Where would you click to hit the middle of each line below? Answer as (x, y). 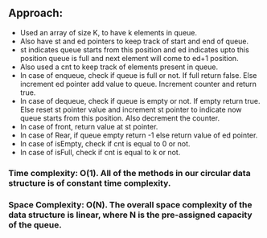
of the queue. (35, 224)
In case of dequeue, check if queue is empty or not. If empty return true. (140, 101)
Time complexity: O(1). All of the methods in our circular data (129, 173)
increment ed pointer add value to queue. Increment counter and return (138, 84)
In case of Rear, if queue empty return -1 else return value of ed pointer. (139, 135)
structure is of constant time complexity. (90, 183)
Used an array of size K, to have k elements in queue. (109, 32)
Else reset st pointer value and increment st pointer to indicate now (131, 109)
